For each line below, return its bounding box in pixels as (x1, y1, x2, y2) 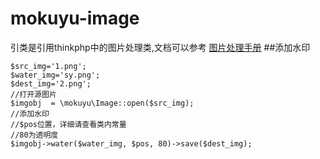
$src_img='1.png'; (10, 61, 87, 71)
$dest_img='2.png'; (10, 78, 92, 89)
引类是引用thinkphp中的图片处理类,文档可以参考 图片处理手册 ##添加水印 (10, 41, 311, 53)
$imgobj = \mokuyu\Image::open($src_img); (10, 98, 195, 108)
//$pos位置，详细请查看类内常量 (10, 119, 127, 129)
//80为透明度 (10, 130, 59, 140)
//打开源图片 (10, 89, 57, 99)
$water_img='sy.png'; (10, 70, 101, 80)
